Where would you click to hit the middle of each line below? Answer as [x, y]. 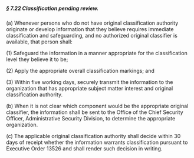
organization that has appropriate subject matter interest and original [90, 88]
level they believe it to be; [37, 59]
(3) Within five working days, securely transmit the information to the [90, 82]
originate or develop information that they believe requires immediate [90, 29]
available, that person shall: [39, 42]
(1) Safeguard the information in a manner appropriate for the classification [97, 53]
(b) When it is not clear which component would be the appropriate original [97, 106]
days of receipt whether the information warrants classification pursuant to [97, 142]
